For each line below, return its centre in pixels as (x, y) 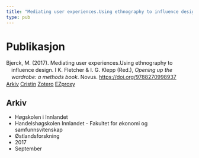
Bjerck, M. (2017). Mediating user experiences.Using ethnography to (89, 63)
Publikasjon (36, 47)
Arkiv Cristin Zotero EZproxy (41, 84)
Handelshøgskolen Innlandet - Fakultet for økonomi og (81, 123)
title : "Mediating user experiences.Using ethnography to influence (92, 12)
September (28, 148)
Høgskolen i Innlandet (41, 117)
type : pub (18, 17)
